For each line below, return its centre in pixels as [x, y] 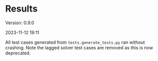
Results [22, 9]
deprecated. [18, 53]
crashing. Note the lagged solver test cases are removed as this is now [79, 47]
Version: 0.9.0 [20, 23]
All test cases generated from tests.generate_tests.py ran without [75, 42]
